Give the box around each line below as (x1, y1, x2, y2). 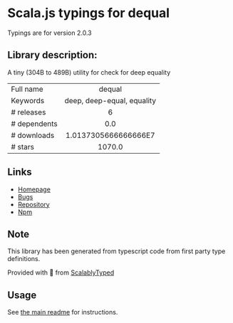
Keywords (11, 95, 45, 105)
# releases (11, 107, 46, 117)
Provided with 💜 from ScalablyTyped (7, 268, 115, 277)
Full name (11, 84, 44, 94)
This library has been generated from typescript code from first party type (7, 247, 226, 255)
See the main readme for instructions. (7, 308, 118, 317)
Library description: (7, 49, 98, 61)
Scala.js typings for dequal (7, 5, 170, 21)
